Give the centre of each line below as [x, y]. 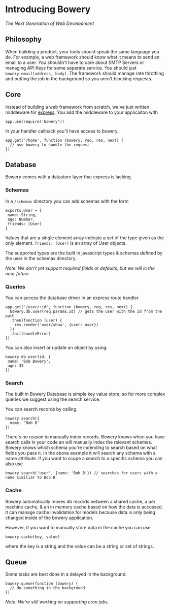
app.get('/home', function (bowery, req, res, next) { [64, 140]
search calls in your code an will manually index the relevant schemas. [79, 442]
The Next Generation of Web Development [50, 23]
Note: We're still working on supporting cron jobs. [57, 602]
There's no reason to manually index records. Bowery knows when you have [85, 437]
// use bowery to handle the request [50, 145]
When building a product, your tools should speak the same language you [82, 51]
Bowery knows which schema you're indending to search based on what [81, 447]
